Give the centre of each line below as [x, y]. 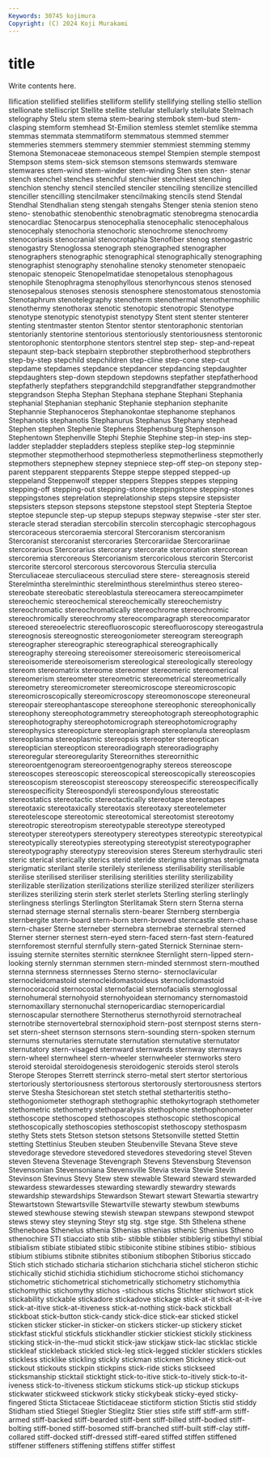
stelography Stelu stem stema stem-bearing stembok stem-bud [114, 119]
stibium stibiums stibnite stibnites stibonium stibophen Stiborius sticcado [130, 1256]
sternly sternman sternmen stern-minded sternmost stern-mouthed [147, 963]
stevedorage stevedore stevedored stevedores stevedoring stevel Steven [130, 1153]
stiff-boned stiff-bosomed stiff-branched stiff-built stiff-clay [133, 1429]
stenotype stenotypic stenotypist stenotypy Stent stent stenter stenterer [129, 317]
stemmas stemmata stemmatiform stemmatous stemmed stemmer [119, 136]
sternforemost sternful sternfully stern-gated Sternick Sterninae [115, 946]
